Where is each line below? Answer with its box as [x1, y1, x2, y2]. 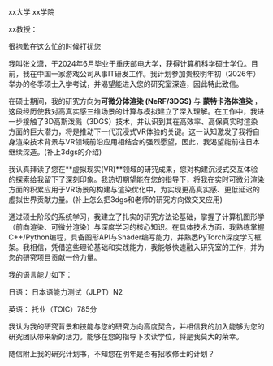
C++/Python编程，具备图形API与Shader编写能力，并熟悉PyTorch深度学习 [8, 232, 254, 242]
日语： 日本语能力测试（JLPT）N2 [8, 287, 123, 296]
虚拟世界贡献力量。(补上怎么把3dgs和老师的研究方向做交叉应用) [8, 195, 223, 205]
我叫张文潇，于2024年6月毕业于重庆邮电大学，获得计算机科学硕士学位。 [8, 59, 252, 68]
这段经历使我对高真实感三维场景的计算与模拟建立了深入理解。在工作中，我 [8, 106, 258, 116]
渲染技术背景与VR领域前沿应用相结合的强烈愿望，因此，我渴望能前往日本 [15, 137, 260, 146]
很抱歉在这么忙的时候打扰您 [8, 41, 102, 51]
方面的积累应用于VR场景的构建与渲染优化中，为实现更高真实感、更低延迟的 [8, 185, 260, 194]
